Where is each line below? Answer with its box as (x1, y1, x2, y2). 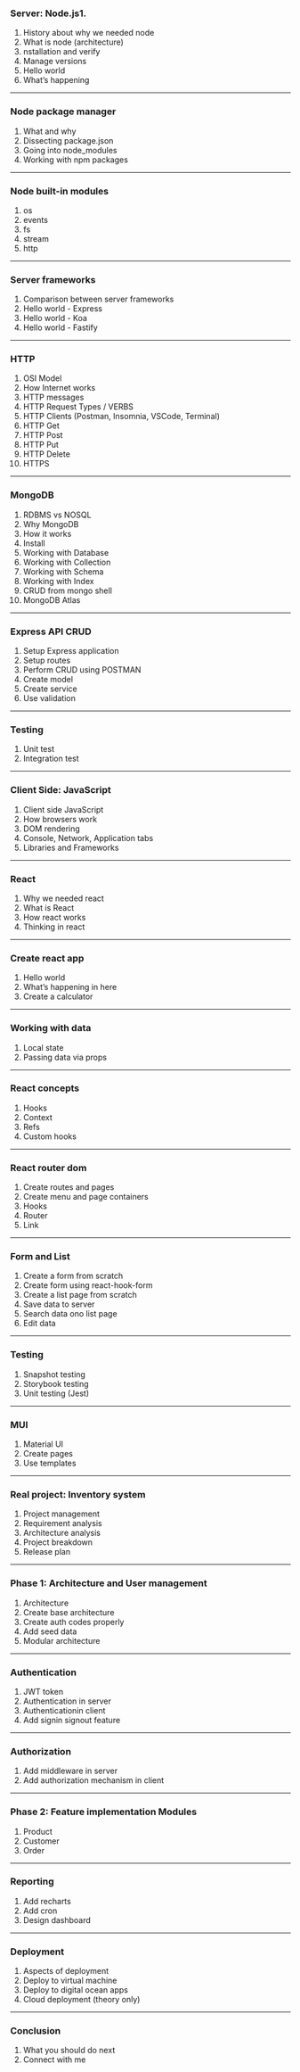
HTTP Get (22, 420, 61, 431)
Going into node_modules (22, 144, 118, 155)
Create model (22, 674, 74, 685)
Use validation (22, 693, 77, 704)
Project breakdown (22, 1537, 93, 1548)
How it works (22, 528, 72, 539)
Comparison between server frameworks (22, 293, 174, 305)
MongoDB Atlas (22, 594, 81, 605)
